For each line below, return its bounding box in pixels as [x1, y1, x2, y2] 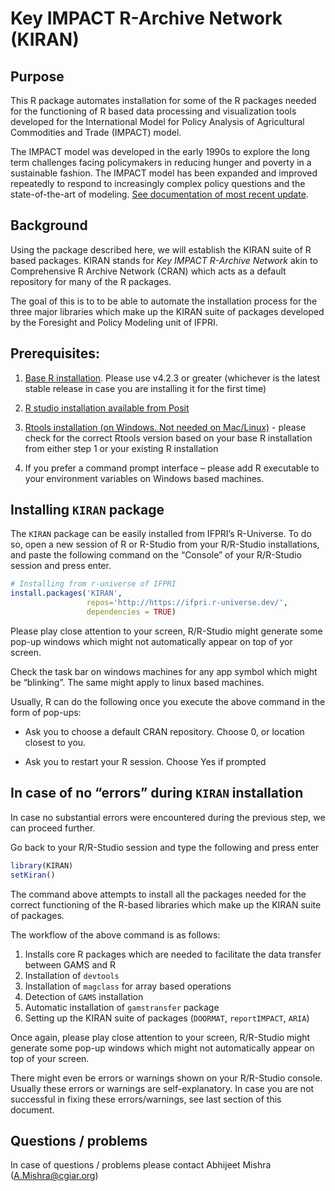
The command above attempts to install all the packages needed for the [10, 888, 307, 900]
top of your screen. [10, 1052, 90, 1064]
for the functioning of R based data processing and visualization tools [10, 105, 297, 117]
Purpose [10, 68, 65, 85]
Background [10, 217, 88, 234]
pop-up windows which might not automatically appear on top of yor [10, 635, 293, 647]
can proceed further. [10, 822, 96, 834]
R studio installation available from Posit [24, 402, 190, 414]
